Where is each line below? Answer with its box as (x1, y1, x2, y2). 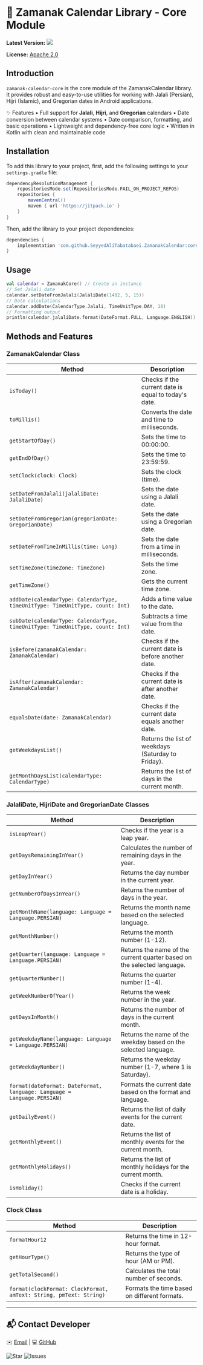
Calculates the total (125, 1266, 180, 1275)
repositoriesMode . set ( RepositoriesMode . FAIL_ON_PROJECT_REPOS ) (17, 186, 180, 192)
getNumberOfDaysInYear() (9, 891, 81, 897)
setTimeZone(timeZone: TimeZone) (9, 564, 106, 571)
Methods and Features (6, 331, 93, 341)
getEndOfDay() (9, 454, 50, 462)
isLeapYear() (9, 831, 47, 837)
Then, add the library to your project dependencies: (6, 225, 135, 232)
